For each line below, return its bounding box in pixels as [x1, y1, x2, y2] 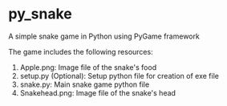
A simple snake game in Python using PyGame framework [8, 31, 201, 41]
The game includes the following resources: [8, 47, 154, 56]
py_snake [8, 5, 72, 23]
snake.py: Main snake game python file [19, 79, 150, 89]
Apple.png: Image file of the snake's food [19, 62, 157, 72]
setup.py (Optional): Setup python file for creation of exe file [19, 71, 219, 80]
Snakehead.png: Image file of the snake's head [19, 88, 176, 97]
